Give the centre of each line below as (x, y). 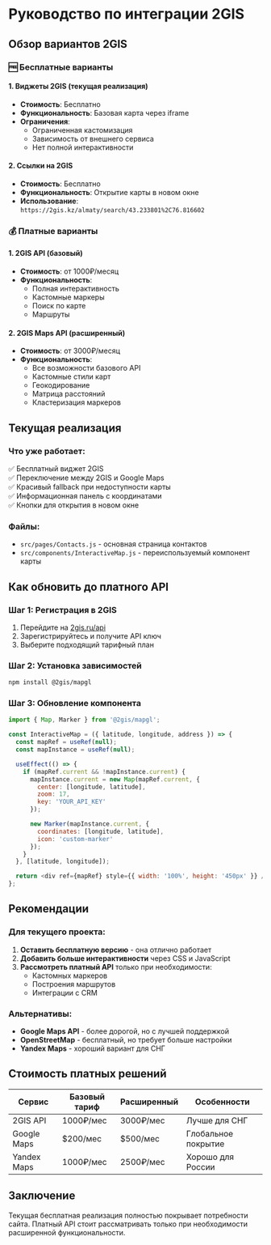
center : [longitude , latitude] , (92, 787)
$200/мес (82, 1138)
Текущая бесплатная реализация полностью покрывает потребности (128, 1215)
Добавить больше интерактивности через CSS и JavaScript (125, 958)
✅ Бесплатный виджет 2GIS (56, 468)
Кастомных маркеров (69, 975)
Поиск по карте (59, 306)
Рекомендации (49, 909)
